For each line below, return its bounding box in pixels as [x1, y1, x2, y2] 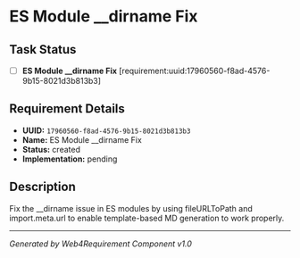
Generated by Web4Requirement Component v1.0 [9, 238, 192, 249]
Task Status [9, 42, 77, 57]
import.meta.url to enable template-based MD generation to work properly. [9, 212, 285, 223]
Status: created [21, 144, 80, 154]
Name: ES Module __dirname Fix [21, 134, 143, 145]
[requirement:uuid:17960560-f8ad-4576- [119, 65, 271, 76]
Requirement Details [9, 101, 125, 117]
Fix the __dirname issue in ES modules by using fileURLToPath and [9, 203, 253, 213]
